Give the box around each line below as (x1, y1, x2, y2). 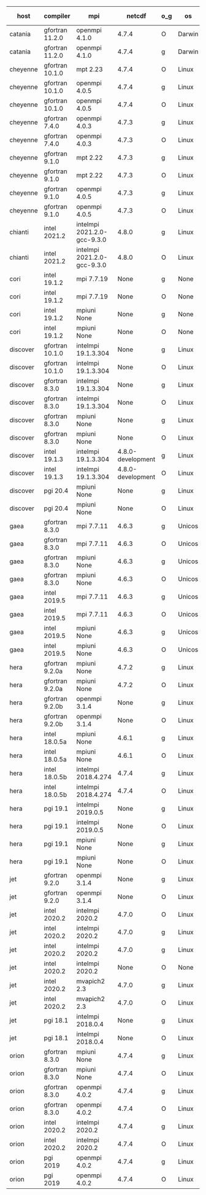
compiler (44, 12, 71, 20)
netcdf (126, 12, 147, 20)
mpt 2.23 (76, 65, 103, 73)
